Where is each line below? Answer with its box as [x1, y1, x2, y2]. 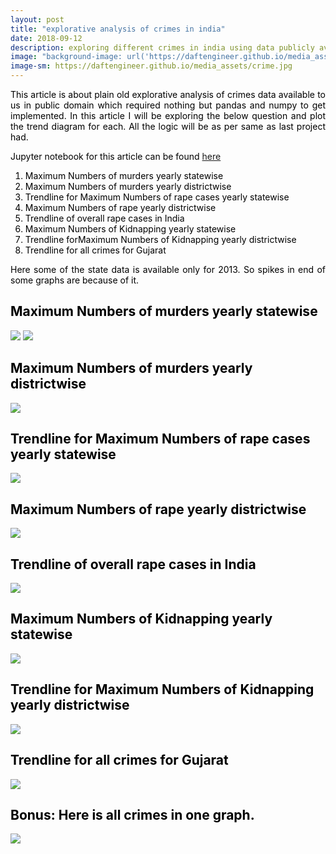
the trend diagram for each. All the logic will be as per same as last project [10, 121, 326, 132]
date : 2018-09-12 [10, 33, 83, 43]
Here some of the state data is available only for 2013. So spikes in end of [10, 264, 326, 275]
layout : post [10, 14, 65, 25]
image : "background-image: [10, 52, 123, 62]
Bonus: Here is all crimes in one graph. [10, 806, 255, 823]
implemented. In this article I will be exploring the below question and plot [10, 110, 326, 121]
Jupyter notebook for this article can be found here [10, 151, 222, 162]
